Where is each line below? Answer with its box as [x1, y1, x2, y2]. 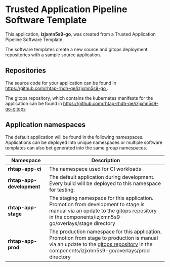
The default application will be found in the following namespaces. [5, 134, 144, 140]
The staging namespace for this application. [49, 194, 153, 201]
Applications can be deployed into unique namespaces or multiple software [5, 139, 163, 145]
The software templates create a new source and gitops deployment [5, 46, 148, 52]
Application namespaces [5, 121, 86, 129]
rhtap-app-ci [8, 165, 41, 172]
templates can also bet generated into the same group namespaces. [5, 144, 148, 150]
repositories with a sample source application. [5, 52, 101, 58]
